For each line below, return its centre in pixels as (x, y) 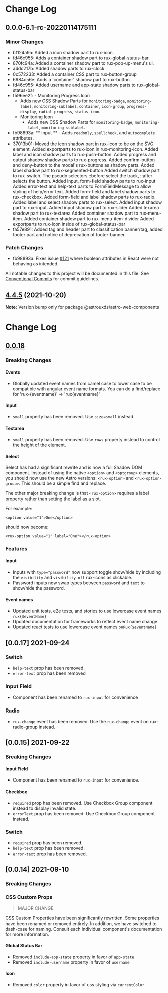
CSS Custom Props (29, 897)
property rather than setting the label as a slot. (53, 499)
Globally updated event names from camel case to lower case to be (82, 383)
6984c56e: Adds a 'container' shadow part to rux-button (71, 79)
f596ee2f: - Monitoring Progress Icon (51, 95)
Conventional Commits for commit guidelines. (52, 279)
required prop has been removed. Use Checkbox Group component (82, 803)
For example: (19, 509)
